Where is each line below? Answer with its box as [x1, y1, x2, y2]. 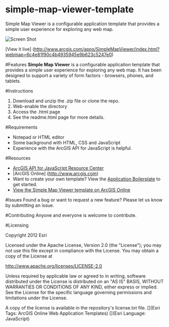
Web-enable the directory [12, 103, 68, 109]
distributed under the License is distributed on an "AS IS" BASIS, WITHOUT [5, 278, 164, 284]
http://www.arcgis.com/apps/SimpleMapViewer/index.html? [34, 46, 160, 52]
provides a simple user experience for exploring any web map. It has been [5, 67, 162, 73]
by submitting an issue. [5, 202, 55, 208]
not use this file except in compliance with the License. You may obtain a [5, 247, 159, 253]
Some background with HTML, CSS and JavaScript [12, 139, 121, 146]
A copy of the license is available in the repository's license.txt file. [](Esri [5, 304, 160, 311]
